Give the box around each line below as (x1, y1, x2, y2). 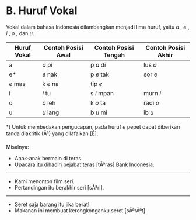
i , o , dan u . (6, 29, 34, 36)
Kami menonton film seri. (14, 177, 75, 185)
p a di (90, 60, 106, 68)
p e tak (90, 70, 110, 78)
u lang (42, 108, 60, 116)
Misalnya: (6, 143, 29, 150)
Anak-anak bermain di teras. (14, 154, 83, 161)
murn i (143, 89, 162, 97)
